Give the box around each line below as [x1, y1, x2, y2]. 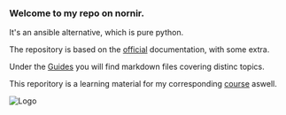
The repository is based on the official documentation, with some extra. [9, 44, 270, 55]
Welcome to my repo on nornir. [9, 7, 144, 19]
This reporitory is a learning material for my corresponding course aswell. [9, 79, 277, 89]
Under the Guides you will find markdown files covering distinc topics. [9, 61, 265, 73]
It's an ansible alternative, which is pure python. [9, 27, 184, 38]
